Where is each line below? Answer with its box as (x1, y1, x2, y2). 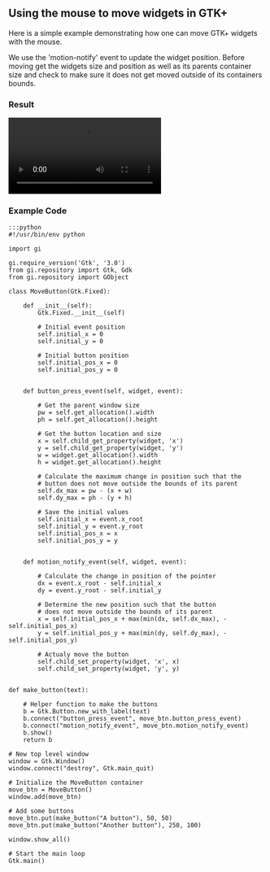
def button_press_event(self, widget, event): (23, 387, 184, 395)
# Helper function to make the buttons (23, 700, 159, 708)
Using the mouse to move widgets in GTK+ (8, 7, 228, 20)
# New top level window (8, 750, 89, 759)
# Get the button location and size (37, 430, 162, 438)
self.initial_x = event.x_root (37, 516, 144, 524)
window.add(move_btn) (8, 793, 82, 801)
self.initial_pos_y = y (37, 537, 118, 545)
